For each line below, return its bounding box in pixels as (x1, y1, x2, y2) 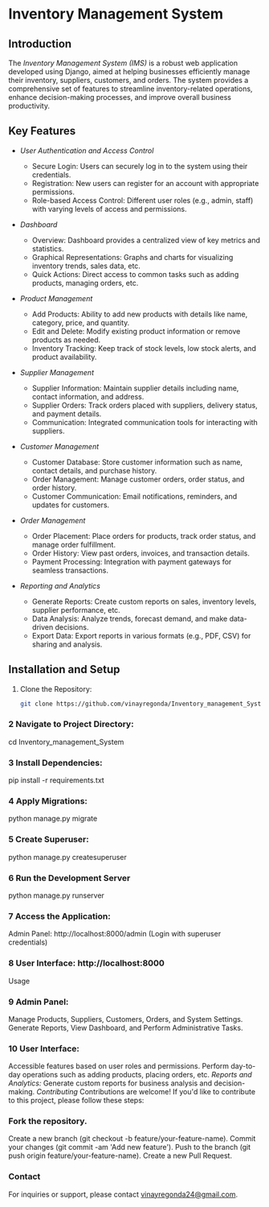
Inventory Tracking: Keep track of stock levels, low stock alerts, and (31, 343, 257, 353)
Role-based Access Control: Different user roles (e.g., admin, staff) (31, 195, 254, 205)
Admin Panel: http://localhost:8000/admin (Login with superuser (8, 929, 222, 939)
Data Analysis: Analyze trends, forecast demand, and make (31, 614, 228, 623)
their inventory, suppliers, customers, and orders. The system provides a (8, 76, 249, 85)
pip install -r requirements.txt (8, 775, 104, 785)
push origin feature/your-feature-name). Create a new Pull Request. (8, 1151, 233, 1160)
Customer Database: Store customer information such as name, (31, 457, 243, 467)
